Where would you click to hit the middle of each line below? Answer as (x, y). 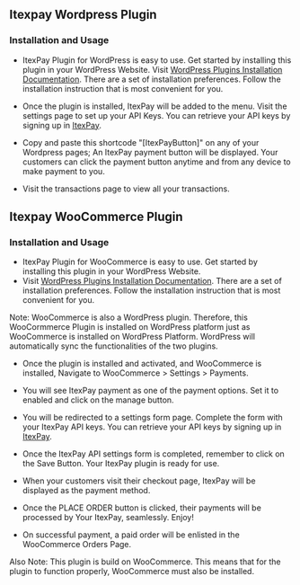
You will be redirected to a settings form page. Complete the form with (152, 418)
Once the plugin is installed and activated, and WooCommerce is (142, 364)
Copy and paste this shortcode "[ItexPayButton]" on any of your (141, 142)
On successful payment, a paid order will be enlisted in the (131, 535)
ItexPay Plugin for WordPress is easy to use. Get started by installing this (157, 60)
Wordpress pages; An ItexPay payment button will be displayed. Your (150, 152)
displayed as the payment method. (86, 491)
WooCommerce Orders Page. (77, 545)
